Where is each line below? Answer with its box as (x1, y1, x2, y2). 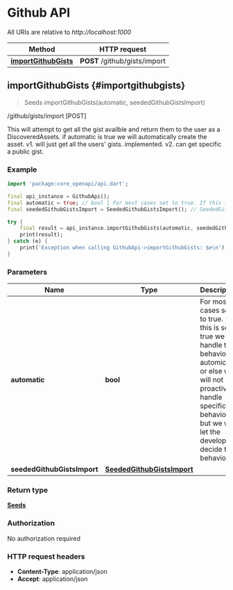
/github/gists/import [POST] (7, 111, 87, 120)
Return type (7, 485, 49, 495)
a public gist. (7, 147, 44, 156)
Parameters (7, 267, 47, 277)
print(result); (19, 231, 64, 238)
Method (28, 44, 55, 54)
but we (200, 418, 223, 428)
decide (200, 445, 223, 454)
